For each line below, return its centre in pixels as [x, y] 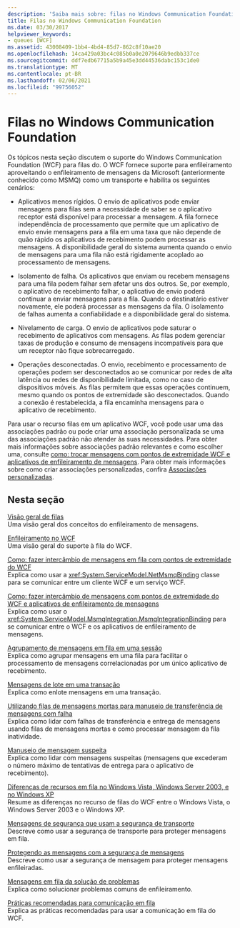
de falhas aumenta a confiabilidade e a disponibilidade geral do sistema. [124, 314]
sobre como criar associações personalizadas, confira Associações [107, 469]
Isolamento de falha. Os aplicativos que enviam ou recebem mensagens [124, 276]
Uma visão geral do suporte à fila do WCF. [70, 546]
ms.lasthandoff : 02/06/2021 [49, 80]
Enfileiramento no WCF [41, 538]
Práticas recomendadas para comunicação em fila [81, 903]
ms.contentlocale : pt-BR [44, 74]
